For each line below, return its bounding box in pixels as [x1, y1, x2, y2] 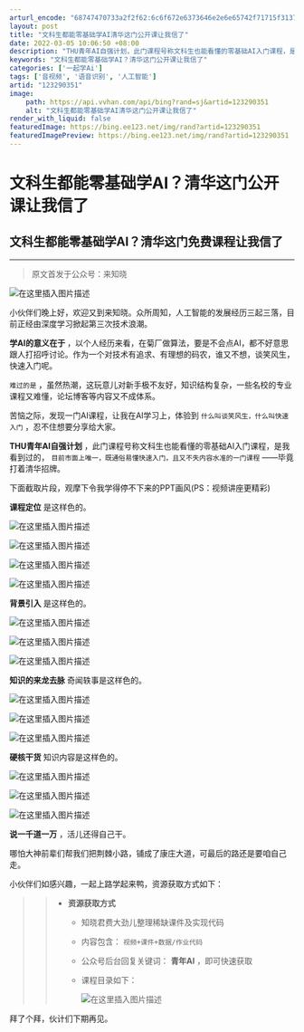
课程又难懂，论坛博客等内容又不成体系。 [9, 390, 160, 401]
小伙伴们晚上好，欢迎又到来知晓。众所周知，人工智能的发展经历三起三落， [9, 307, 287, 318]
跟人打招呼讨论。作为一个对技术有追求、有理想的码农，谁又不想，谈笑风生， [9, 349, 295, 359]
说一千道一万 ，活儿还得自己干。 [9, 828, 131, 839]
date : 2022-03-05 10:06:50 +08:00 [9, 38, 140, 48]
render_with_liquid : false [9, 114, 111, 123]
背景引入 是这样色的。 [9, 597, 91, 608]
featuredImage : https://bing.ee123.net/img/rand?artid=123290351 [9, 123, 261, 132]
